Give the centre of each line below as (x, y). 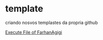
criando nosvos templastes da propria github (51, 22)
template (24, 9)
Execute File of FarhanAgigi (34, 32)
